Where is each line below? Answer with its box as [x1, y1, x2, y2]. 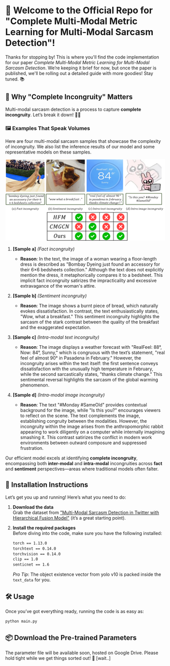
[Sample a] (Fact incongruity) [12, 246, 75, 252]
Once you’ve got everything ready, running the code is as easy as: [5, 608, 144, 614]
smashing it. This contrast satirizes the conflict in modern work [20, 434, 152, 440]
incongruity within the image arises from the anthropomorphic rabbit [20, 423, 163, 429]
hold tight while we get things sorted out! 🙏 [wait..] [5, 655, 111, 661]
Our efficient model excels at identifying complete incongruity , [5, 455, 138, 461]
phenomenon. [20, 382, 50, 388]
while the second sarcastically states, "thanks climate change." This [20, 371, 162, 377]
